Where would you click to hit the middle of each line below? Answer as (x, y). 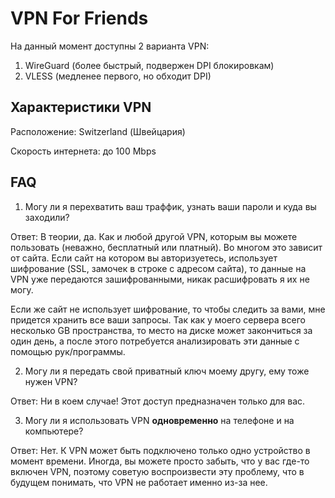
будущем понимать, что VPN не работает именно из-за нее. (139, 482)
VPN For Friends (79, 18)
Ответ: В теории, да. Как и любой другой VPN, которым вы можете (154, 236)
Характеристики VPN (81, 107)
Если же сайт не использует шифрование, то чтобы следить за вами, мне (168, 309)
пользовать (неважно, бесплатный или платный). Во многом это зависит (166, 247)
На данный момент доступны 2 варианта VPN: (110, 46)
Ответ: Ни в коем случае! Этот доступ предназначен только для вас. (158, 401)
